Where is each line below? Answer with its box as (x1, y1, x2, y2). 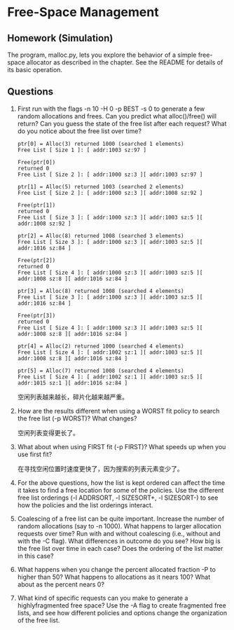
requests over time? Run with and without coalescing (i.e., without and (17, 529, 221, 537)
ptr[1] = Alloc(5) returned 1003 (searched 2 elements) (17, 183, 184, 190)
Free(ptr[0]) (17, 158, 56, 165)
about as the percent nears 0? (17, 580, 105, 589)
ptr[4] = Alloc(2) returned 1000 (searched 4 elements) (17, 343, 184, 350)
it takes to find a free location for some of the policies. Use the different (17, 486, 224, 494)
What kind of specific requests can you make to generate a (17, 594, 188, 602)
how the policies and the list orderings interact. (17, 500, 153, 509)
